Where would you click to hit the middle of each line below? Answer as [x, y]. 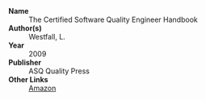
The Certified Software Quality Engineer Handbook [113, 19]
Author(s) [25, 28]
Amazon [42, 88]
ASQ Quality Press [59, 71]
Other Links [28, 79]
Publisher [25, 62]
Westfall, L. [47, 37]
